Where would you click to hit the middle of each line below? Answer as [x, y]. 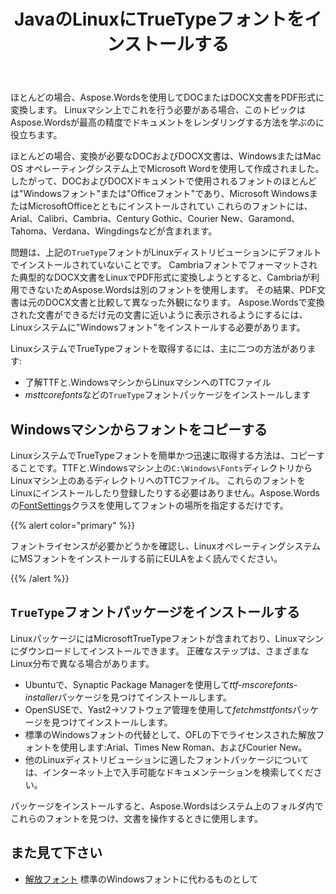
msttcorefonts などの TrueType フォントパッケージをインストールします [168, 395]
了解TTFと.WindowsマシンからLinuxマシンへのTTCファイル [148, 382]
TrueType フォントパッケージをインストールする [155, 612]
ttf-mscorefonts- [263, 684]
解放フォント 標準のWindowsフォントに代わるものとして [141, 879]
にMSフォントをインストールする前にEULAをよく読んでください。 [146, 558]
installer [41, 697]
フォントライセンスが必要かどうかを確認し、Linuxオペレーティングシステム [165, 546]
